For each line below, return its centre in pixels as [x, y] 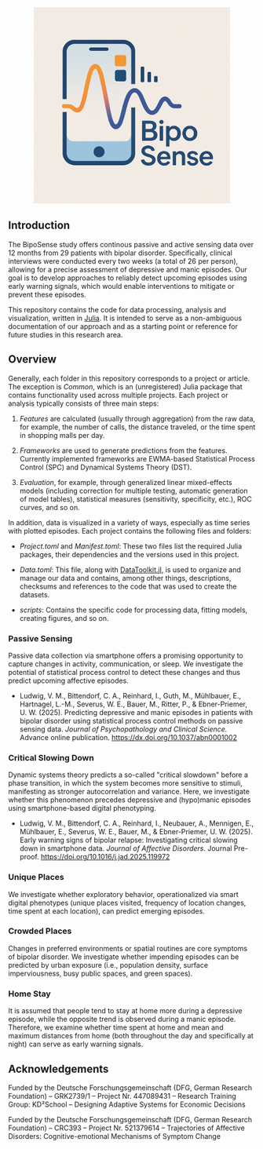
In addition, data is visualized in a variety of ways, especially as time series [129, 522]
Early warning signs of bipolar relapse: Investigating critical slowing [128, 840]
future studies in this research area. [66, 334]
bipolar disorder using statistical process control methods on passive [131, 720]
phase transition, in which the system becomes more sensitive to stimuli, [126, 783]
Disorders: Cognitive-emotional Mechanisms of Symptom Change [115, 1136]
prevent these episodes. [47, 294]
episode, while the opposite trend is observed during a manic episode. [122, 1020]
